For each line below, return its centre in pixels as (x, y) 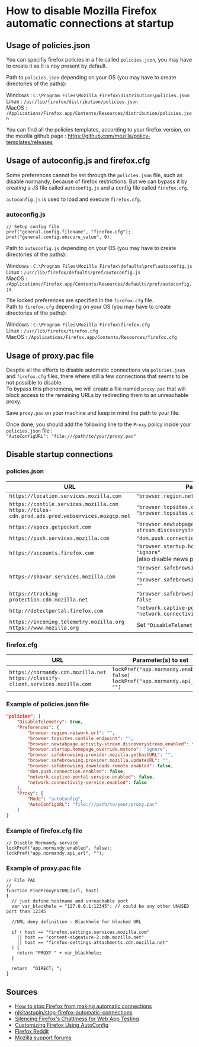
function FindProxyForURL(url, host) (53, 891)
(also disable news (162, 559)
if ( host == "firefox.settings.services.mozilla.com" (81, 932)
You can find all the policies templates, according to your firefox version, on (98, 129)
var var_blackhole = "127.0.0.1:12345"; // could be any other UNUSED (100, 907)
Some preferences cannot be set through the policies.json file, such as (94, 175)
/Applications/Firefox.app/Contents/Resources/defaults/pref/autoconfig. (99, 284)
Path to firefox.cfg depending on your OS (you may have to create (89, 307)
